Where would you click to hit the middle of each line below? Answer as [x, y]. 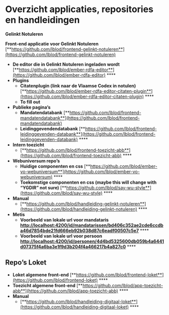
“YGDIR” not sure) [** [43, 187]
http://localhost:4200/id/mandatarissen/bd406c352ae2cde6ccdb [92, 225]
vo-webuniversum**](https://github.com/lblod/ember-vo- [80, 171]
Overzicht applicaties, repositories [79, 9]
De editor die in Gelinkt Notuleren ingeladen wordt [66, 64]
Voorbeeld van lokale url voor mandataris [64, 220]
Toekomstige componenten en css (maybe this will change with [88, 182]
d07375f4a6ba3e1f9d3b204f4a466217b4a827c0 [73, 246]
